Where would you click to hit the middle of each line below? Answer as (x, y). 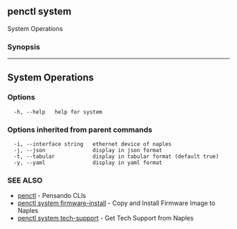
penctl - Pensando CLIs (52, 196)
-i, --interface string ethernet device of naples (93, 144)
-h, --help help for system (58, 112)
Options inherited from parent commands (80, 130)
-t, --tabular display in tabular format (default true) (116, 157)
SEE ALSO (25, 180)
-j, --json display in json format (88, 151)
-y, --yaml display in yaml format (88, 163)
